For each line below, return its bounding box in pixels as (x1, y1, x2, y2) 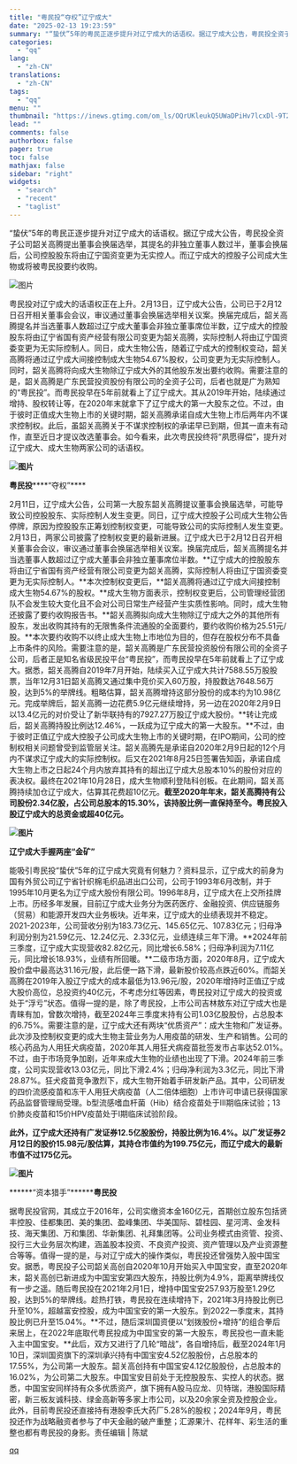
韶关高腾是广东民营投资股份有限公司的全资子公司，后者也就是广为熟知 (24, 375, 280, 386)
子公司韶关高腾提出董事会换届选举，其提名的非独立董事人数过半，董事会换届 (9, 238, 288, 249)
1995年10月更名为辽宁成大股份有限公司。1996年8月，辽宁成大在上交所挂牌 (9, 887, 282, 898)
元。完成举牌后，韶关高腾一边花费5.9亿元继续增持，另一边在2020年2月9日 (9, 697, 282, 708)
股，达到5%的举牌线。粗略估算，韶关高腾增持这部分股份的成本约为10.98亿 (9, 687, 281, 697)
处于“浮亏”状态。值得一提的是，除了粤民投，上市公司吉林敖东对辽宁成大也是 (9, 998, 287, 1008)
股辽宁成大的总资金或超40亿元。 (9, 808, 128, 819)
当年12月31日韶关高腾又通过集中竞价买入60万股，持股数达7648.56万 (24, 675, 274, 686)
